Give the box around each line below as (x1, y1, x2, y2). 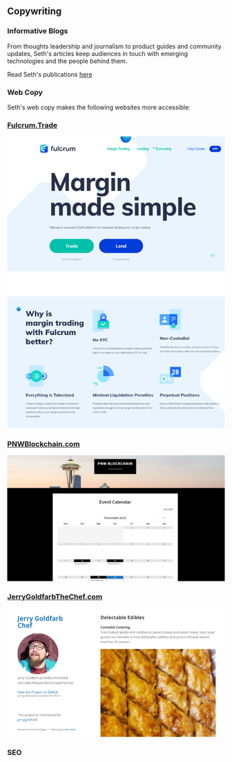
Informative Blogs (7, 26, 68, 36)
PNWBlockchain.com (7, 439, 81, 448)
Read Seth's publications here (7, 70, 93, 78)
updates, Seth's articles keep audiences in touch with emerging (7, 49, 188, 57)
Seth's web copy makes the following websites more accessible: (7, 103, 191, 111)
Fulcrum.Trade (7, 120, 57, 130)
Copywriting (7, 6, 62, 17)
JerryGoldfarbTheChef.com (7, 592, 103, 601)
